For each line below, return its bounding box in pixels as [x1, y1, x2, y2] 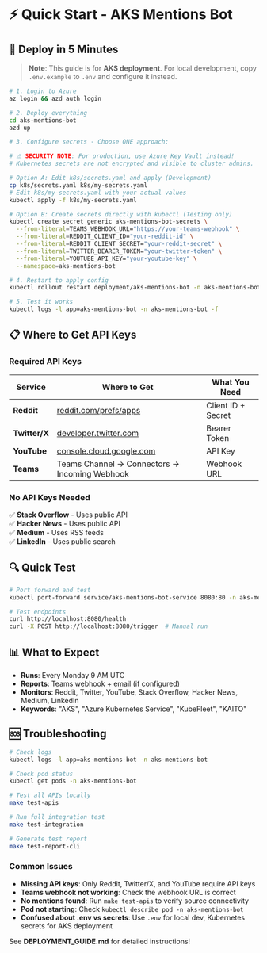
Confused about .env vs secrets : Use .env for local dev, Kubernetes [20, 913, 246, 922]
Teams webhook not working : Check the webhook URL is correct [20, 887, 236, 897]
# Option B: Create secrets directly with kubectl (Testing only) [9, 210, 233, 218]
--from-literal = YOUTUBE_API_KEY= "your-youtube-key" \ [16, 255, 197, 262]
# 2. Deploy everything [9, 109, 88, 117]
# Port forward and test [9, 586, 91, 594]
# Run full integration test [9, 813, 105, 821]
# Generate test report [9, 835, 88, 843]
